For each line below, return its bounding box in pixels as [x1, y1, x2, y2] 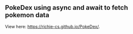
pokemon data [5, 11, 49, 19]
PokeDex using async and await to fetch [5, 4, 128, 12]
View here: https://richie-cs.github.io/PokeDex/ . [5, 24, 100, 29]
